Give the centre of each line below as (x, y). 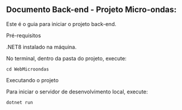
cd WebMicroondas (28, 69)
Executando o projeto (32, 80)
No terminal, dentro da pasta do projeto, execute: (66, 58)
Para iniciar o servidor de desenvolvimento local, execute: (77, 92)
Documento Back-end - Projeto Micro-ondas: (91, 10)
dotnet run (20, 102)
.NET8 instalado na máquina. (41, 47)
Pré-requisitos (24, 35)
